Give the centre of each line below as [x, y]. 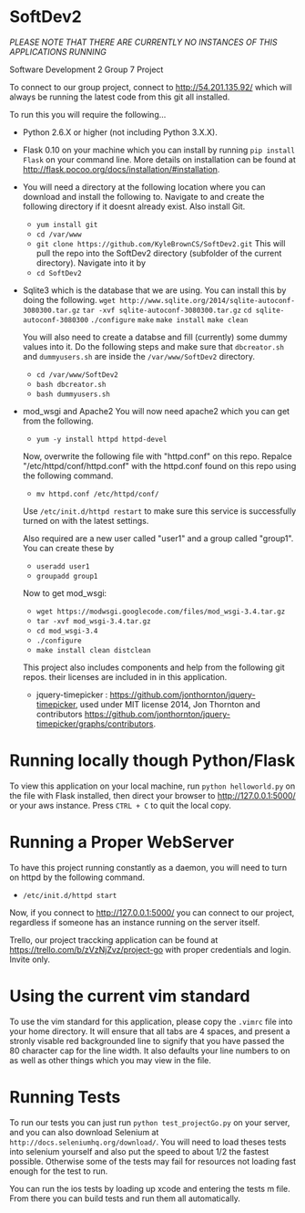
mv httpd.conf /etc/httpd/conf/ [97, 494]
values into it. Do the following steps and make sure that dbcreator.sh [153, 346]
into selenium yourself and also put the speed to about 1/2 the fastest [139, 1151]
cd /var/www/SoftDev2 [77, 375]
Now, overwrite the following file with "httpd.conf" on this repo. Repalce [158, 456]
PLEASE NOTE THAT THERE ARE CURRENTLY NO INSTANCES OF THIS [143, 42]
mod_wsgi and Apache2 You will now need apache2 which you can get [156, 411]
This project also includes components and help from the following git [153, 667]
